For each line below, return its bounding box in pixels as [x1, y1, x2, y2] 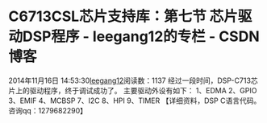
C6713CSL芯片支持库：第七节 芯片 [8, 7, 238, 26]
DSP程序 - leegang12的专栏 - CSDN [23, 27, 260, 46]
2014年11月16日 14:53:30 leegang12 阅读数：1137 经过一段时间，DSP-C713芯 [8, 76, 258, 85]
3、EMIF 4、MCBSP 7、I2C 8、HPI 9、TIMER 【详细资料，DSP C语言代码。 [8, 96, 261, 105]
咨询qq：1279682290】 [8, 105, 87, 115]
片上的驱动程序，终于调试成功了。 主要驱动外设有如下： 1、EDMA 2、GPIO [8, 85, 257, 95]
